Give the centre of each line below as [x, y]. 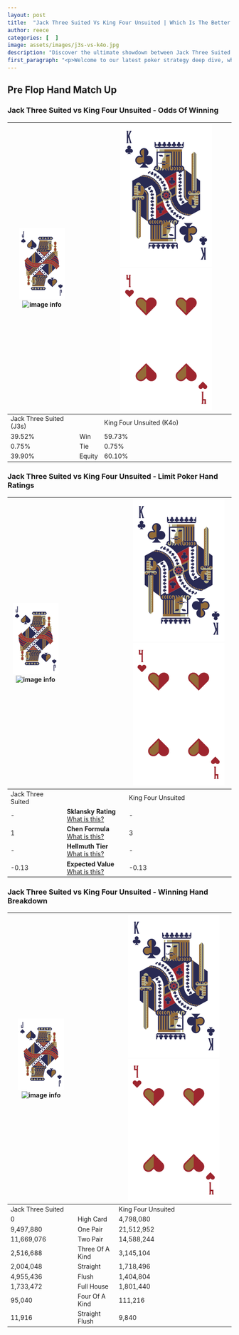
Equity [89, 456]
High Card [93, 1219]
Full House [93, 1286]
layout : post [27, 15]
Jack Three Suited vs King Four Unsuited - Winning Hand [108, 892]
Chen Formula [88, 829]
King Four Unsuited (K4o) [142, 422]
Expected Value [91, 864]
